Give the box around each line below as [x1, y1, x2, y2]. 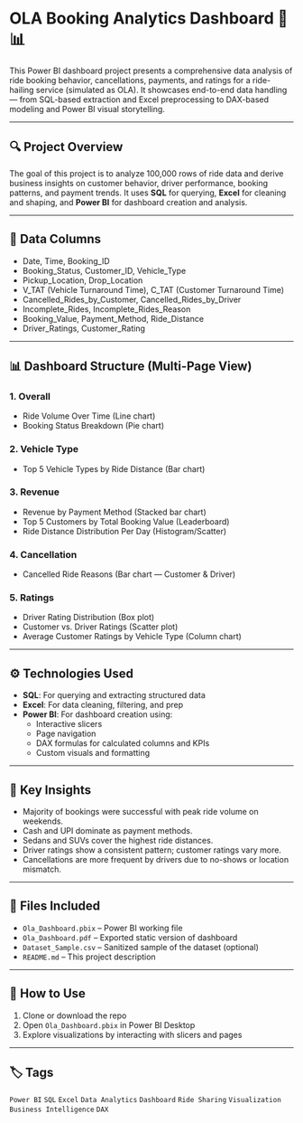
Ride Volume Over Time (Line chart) [22, 411, 156, 421]
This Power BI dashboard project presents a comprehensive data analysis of [9, 65, 293, 76]
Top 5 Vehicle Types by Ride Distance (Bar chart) [22, 463, 206, 474]
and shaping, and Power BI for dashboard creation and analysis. [9, 196, 248, 207]
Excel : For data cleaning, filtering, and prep [22, 700, 184, 711]
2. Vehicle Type [9, 443, 79, 456]
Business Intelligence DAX [9, 1105, 109, 1114]
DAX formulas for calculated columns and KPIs [35, 738, 210, 749]
